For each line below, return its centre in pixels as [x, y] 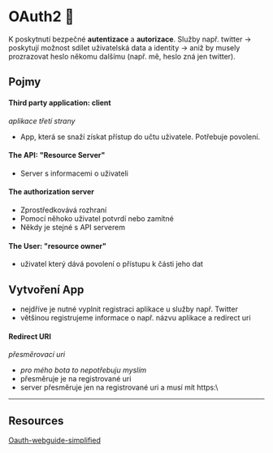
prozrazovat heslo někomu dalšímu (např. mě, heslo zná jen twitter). [122, 56]
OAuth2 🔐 [41, 17]
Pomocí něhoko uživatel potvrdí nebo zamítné [97, 218]
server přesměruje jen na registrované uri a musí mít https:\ [119, 388]
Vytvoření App [46, 289]
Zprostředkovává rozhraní [63, 210]
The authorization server [52, 192]
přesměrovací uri [37, 355]
